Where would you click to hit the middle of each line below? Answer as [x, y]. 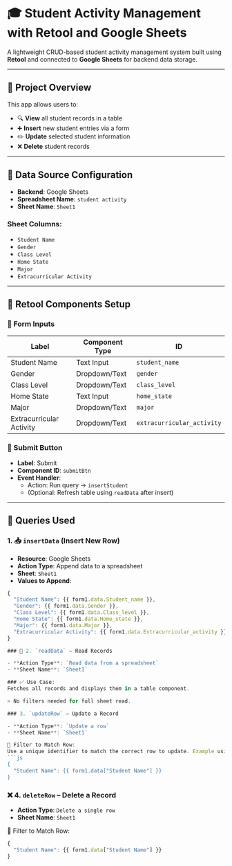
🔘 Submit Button [35, 448]
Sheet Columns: [35, 224]
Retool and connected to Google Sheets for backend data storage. [103, 59]
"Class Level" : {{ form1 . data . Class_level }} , [81, 613]
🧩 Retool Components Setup [69, 304]
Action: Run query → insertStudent [78, 485]
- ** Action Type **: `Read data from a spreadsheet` [83, 663]
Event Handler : [39, 478]
